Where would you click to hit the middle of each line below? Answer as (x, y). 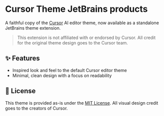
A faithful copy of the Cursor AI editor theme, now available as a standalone (82, 23)
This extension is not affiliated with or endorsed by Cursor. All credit (86, 38)
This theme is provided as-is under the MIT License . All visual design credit (82, 103)
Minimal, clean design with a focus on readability (62, 76)
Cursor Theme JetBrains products (77, 9)
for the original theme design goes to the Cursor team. (73, 42)
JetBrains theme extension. (33, 28)
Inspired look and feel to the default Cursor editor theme (69, 70)
